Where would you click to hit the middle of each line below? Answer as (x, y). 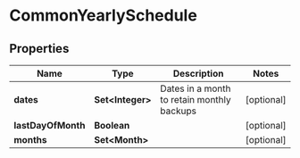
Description (198, 74)
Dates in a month (196, 88)
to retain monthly (196, 100)
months (30, 140)
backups (178, 111)
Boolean (112, 125)
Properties (39, 49)
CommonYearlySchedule (104, 16)
